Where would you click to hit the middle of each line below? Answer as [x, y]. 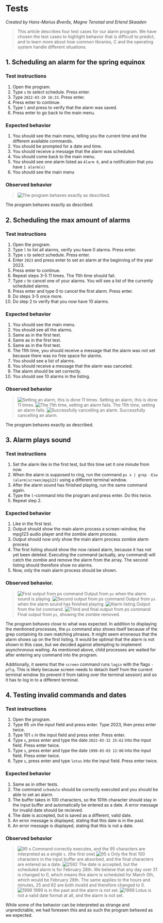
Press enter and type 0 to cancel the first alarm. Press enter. [73, 291]
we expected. [19, 915]
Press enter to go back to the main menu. [54, 113]
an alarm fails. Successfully [81, 410]
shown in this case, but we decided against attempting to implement [74, 644]
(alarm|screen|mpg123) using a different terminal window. [70, 480]
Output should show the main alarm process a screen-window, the [79, 529]
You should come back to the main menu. [54, 156]
